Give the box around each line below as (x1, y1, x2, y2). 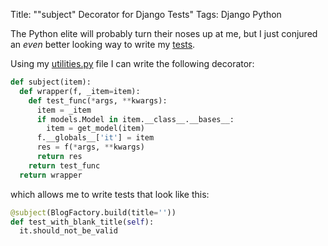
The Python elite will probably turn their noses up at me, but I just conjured (10, 28, 318, 39)
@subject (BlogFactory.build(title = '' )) (10, 207, 177, 218)
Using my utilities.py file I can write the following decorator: (10, 58, 255, 69)
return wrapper (19, 170, 83, 180)
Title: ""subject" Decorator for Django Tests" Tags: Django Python (10, 9, 282, 20)
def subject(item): (10, 77, 92, 87)
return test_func (28, 160, 101, 171)
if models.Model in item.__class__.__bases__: (36, 114, 235, 124)
